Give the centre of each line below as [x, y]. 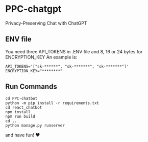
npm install [18, 112]
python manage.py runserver [35, 125]
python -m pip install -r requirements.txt [52, 103]
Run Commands [31, 87]
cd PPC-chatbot [21, 98]
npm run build [20, 116]
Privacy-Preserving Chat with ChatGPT [46, 23]
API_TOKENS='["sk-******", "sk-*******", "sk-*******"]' [67, 66]
